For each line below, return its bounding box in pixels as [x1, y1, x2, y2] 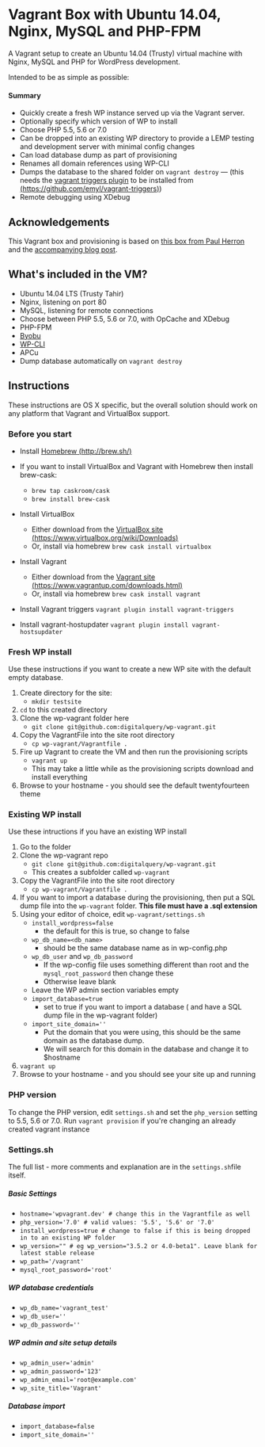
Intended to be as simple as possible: [8, 72, 130, 82]
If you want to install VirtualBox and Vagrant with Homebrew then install [19, 461, 253, 471]
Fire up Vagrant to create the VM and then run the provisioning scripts [19, 747, 248, 757]
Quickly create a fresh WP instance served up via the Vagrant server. [19, 109, 245, 118]
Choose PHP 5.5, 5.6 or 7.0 [19, 125, 107, 135]
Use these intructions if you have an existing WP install [8, 827, 187, 837]
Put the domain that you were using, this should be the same [43, 1028, 241, 1037]
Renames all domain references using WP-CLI [19, 158, 170, 168]
